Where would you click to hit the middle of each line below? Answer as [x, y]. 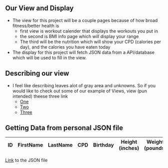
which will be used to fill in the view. [49, 58]
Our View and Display [39, 8]
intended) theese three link [40, 96]
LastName [60, 145]
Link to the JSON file [26, 160]
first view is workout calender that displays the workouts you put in [89, 31]
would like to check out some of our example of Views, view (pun [80, 91]
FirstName [30, 145]
